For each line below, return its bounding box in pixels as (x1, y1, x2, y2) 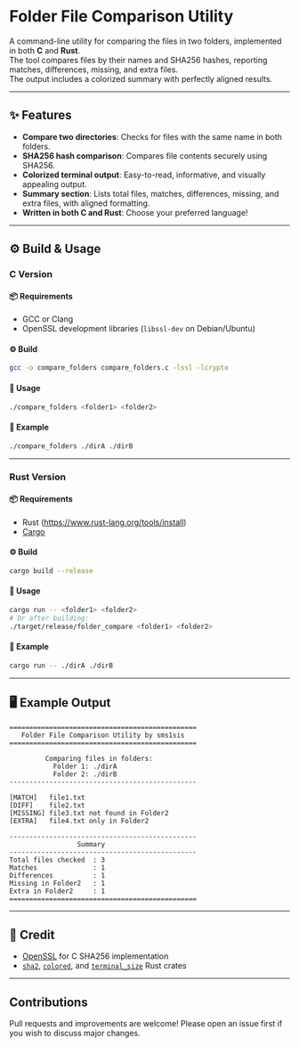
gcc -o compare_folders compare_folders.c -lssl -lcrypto (9, 364, 229, 372)
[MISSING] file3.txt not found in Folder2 (9, 809, 169, 818)
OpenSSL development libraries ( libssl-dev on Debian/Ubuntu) (21, 323, 256, 334)
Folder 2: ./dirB (53, 770, 117, 779)
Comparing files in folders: (44, 755, 153, 764)
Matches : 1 (9, 863, 105, 872)
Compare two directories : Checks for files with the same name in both (21, 131, 283, 142)
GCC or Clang (21, 314, 74, 324)
